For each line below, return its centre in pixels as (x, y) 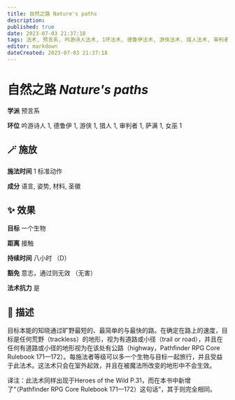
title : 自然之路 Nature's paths (52, 14)
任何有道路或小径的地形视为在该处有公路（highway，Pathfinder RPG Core (114, 348)
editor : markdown (33, 46)
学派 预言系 (23, 110)
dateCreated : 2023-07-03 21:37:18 (58, 53)
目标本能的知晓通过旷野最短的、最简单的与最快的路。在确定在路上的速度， (114, 331)
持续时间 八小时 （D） (39, 258)
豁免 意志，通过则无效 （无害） (52, 273)
